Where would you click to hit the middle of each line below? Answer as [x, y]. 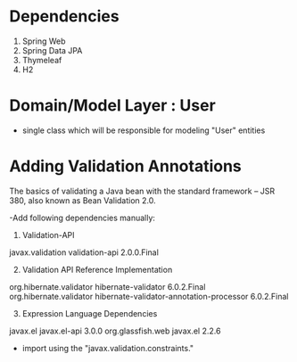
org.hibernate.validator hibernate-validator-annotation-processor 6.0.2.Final [149, 296]
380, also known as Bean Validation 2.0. [82, 200]
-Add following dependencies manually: [82, 218]
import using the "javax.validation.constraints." [108, 348]
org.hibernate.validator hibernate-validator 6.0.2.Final [107, 286]
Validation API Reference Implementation [97, 269]
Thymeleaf [42, 60]
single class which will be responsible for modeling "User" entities [144, 130]
